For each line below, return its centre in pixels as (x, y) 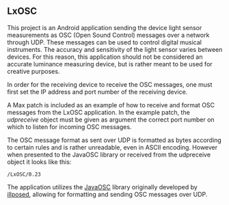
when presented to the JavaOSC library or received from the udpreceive (109, 154)
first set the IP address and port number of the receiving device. (97, 92)
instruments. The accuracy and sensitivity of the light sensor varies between (115, 49)
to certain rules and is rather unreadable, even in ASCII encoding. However (112, 147)
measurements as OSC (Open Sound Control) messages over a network (108, 35)
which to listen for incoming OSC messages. (69, 126)
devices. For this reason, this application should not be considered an (105, 57)
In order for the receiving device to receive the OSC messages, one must (110, 84)
